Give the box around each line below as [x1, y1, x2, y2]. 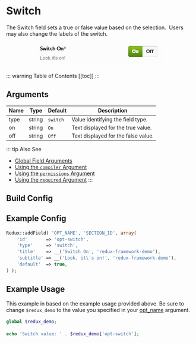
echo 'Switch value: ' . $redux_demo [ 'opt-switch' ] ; [6, 331, 140, 337]
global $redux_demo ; [6, 319, 58, 325]
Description [97, 107, 128, 114]
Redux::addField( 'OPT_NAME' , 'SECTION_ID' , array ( [6, 230, 137, 236]
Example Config [6, 213, 67, 224]
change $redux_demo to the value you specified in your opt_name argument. [6, 306, 190, 313]
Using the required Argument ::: [14, 176, 93, 183]
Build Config [6, 193, 53, 203]
